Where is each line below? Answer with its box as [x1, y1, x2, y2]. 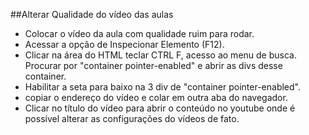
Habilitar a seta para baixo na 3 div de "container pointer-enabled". [24, 81, 301, 93]
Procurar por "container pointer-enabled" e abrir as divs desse [24, 60, 283, 71]
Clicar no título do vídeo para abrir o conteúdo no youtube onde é [24, 102, 296, 114]
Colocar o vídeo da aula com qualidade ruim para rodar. [24, 28, 255, 39]
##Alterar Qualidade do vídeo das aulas [10, 9, 174, 20]
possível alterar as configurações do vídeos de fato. [24, 113, 240, 124]
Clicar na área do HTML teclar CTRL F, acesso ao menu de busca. [24, 49, 297, 61]
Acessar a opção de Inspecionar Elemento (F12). [24, 39, 225, 50]
